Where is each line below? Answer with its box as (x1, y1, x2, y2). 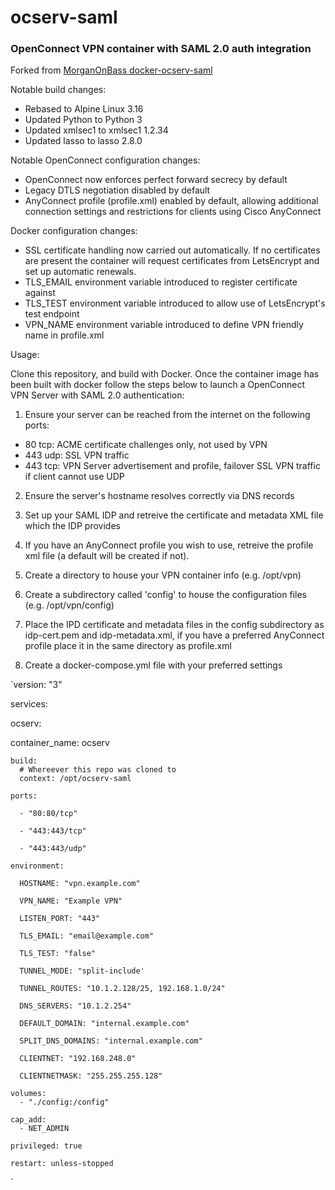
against (24, 287, 56, 299)
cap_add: (10, 1115, 47, 1125)
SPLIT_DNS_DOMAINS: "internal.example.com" (19, 1036, 203, 1046)
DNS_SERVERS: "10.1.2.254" (19, 1001, 132, 1011)
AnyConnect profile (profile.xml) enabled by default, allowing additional (24, 195, 319, 207)
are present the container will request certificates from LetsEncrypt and (24, 255, 320, 267)
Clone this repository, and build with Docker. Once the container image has (10, 368, 320, 380)
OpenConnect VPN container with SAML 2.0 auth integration (10, 42, 312, 56)
